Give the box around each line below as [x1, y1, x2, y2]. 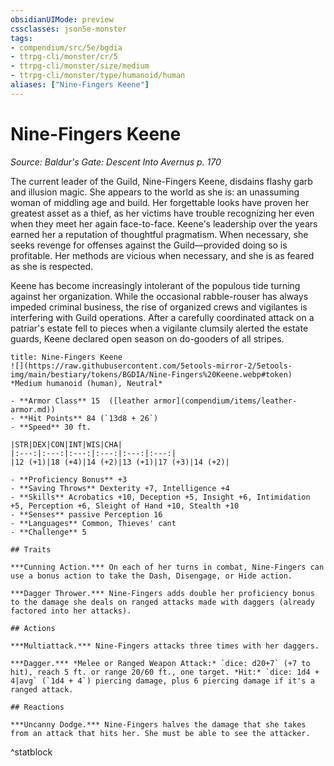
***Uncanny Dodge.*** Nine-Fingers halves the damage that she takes [10, 719, 307, 730]
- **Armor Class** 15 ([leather [10, 396, 150, 406]
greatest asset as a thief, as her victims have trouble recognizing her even [10, 207, 315, 219]
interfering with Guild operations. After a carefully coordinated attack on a [10, 311, 315, 323]
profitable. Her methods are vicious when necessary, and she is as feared [10, 249, 315, 261]
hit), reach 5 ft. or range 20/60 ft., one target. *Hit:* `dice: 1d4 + [10, 667, 320, 677]
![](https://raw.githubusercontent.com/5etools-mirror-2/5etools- [10, 361, 293, 371]
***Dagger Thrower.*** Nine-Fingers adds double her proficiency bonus [10, 588, 315, 598]
